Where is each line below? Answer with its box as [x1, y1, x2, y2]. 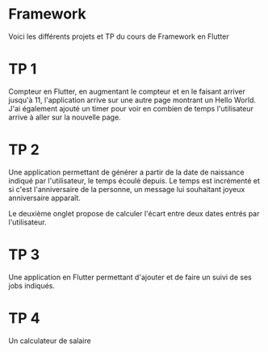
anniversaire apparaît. [8, 193, 81, 203]
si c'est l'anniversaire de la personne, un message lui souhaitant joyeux [8, 184, 245, 194]
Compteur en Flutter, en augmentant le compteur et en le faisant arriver [8, 86, 246, 96]
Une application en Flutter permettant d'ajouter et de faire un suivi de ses [8, 272, 252, 282]
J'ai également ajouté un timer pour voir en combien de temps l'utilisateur [8, 103, 254, 113]
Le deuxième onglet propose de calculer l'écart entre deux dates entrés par [8, 208, 260, 218]
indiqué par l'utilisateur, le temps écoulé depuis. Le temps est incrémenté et [8, 175, 261, 186]
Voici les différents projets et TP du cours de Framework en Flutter [8, 31, 229, 41]
